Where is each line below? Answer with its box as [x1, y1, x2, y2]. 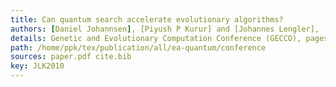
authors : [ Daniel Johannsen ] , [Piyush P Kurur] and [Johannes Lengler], [10, 24, 320, 34]
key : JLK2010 [10, 61, 65, 71]
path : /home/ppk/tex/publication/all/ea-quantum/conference [10, 42, 267, 53]
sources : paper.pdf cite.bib [10, 52, 132, 62]
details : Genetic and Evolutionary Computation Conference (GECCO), [10, 33, 302, 43]
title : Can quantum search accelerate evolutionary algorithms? [10, 14, 284, 25]
